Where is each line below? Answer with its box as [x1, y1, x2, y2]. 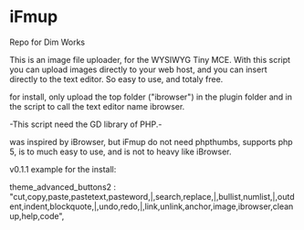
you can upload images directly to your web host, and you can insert [9, 64, 267, 75]
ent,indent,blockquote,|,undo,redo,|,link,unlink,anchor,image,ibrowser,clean [9, 201, 294, 212]
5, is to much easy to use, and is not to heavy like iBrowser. [9, 146, 232, 157]
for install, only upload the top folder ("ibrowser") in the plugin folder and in [9, 91, 292, 102]
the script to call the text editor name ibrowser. [9, 100, 185, 111]
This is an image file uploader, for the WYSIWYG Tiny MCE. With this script [9, 54, 290, 65]
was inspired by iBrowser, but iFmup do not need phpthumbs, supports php [9, 136, 294, 147]
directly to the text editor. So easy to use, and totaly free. [9, 73, 224, 84]
